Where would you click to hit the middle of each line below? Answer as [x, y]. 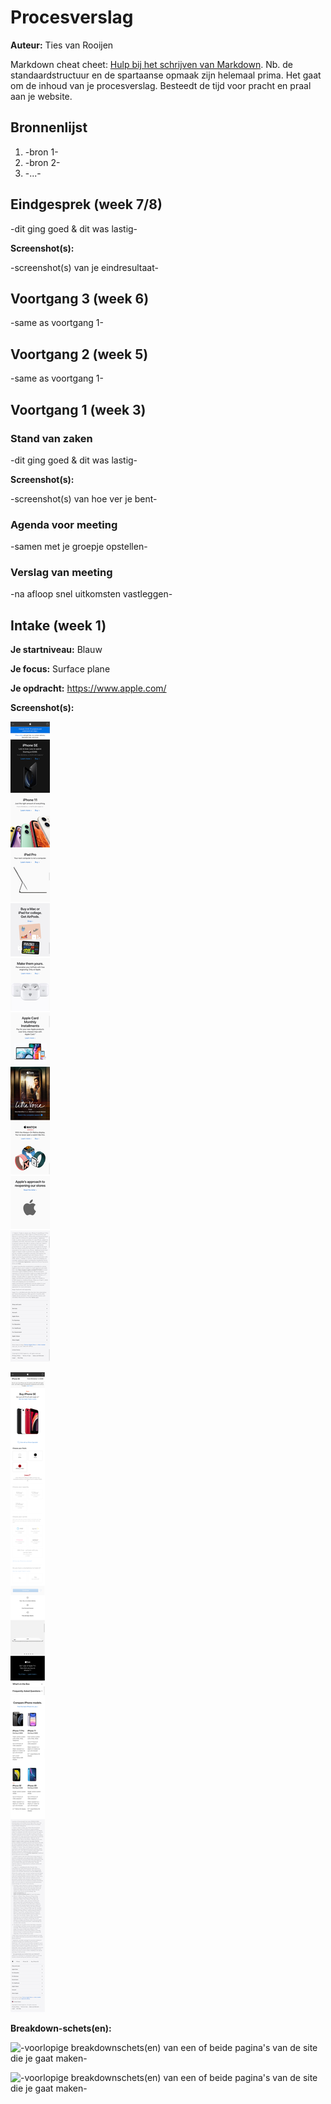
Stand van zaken [51, 438]
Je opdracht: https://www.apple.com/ [88, 688]
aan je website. [41, 96]
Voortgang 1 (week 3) [78, 409]
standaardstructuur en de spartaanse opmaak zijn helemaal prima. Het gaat [166, 75]
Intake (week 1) [58, 625]
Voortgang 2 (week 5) [79, 354]
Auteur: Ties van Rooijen [62, 45]
